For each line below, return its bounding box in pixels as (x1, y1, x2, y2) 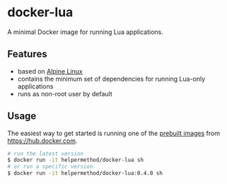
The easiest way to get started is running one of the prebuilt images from (7, 129, 221, 137)
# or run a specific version (7, 163, 93, 171)
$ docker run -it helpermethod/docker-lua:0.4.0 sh (7, 170, 163, 177)
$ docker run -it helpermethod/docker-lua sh (7, 156, 144, 163)
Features (7, 48, 47, 60)
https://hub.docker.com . (7, 136, 78, 145)
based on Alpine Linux (17, 67, 83, 75)
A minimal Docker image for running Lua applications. (7, 28, 164, 36)
